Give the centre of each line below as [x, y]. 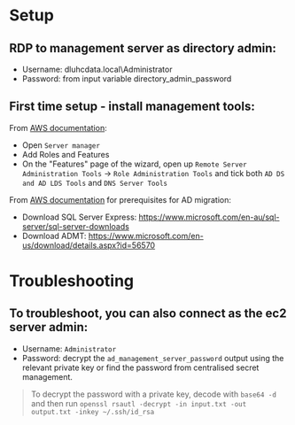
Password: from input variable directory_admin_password [127, 79]
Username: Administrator [69, 348]
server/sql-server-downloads [76, 226]
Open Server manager [61, 145]
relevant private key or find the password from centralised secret [140, 367]
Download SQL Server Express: [79, 217]
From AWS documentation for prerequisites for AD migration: [120, 199]
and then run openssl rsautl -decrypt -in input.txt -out [139, 403]
